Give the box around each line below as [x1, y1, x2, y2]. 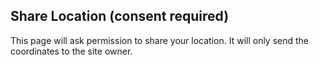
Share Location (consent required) [10, 8, 230, 25]
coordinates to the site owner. [10, 45, 133, 57]
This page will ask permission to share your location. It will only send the [10, 34, 310, 46]
